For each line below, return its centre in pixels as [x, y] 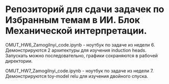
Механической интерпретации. [76, 31]
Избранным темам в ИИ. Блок [73, 20]
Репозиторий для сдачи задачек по [85, 9]
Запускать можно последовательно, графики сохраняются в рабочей [82, 55]
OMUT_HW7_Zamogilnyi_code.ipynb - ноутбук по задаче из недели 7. [80, 71]
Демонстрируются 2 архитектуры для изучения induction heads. [76, 50]
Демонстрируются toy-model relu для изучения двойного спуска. [77, 76]
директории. [19, 61]
